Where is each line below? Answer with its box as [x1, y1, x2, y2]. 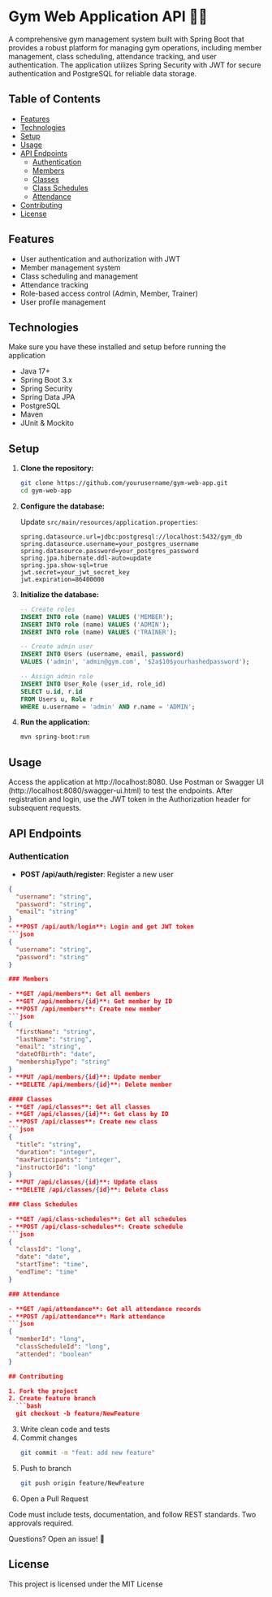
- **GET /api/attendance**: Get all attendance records [8, 1305, 201, 1313]
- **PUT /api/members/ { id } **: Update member [8, 1072, 162, 1081]
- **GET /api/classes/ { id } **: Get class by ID [8, 1110, 169, 1119]
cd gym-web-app [19, 487, 72, 495]
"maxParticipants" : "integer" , [15, 1155, 122, 1164]
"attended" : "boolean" [15, 1350, 93, 1358]
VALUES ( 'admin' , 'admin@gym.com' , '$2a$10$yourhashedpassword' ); [19, 658, 250, 666]
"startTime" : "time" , [15, 1261, 89, 1269]
